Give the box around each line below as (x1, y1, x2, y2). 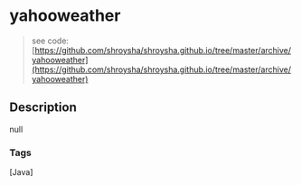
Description (9, 100, 77, 116)
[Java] (9, 167, 33, 178)
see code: (31, 35, 70, 46)
